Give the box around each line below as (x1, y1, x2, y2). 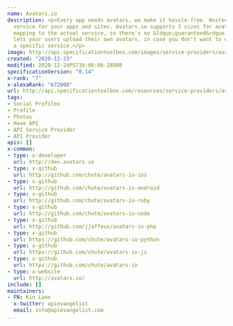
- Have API (7, 119, 39, 127)
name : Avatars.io (7, 10, 58, 17)
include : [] (7, 281, 42, 288)
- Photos (7, 113, 33, 120)
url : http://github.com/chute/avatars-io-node (13, 210, 150, 217)
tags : (7, 94, 23, 101)
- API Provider (7, 132, 51, 139)
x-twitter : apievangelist (13, 300, 89, 307)
